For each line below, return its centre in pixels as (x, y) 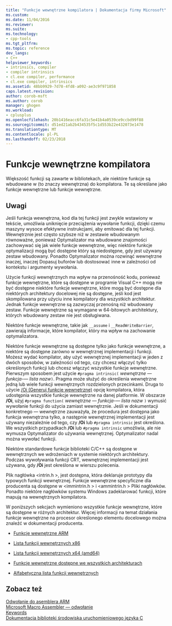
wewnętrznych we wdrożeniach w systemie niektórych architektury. (77, 454)
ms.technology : (22, 34)
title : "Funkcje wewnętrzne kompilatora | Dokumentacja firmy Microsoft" (86, 10)
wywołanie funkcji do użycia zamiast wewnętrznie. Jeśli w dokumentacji (82, 406)
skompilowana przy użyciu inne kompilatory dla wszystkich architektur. (81, 299)
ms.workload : (20, 110)
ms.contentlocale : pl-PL (32, 134)
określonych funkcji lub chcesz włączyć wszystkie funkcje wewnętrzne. (82, 368)
